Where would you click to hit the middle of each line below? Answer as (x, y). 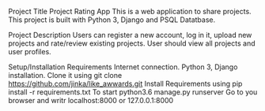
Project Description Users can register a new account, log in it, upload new (130, 35)
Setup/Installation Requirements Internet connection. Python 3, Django (123, 67)
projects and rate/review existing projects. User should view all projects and (132, 43)
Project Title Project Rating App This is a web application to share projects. (130, 11)
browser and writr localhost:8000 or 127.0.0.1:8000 (91, 100)
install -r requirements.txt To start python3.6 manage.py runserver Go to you (133, 92)
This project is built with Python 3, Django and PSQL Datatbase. (112, 20)
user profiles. (30, 52)
